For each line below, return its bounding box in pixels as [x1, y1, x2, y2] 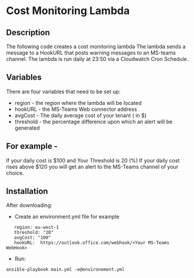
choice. [6, 169, 25, 177]
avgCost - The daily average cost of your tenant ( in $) [14, 111, 147, 118]
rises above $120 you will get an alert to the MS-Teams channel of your [6, 163, 179, 170]
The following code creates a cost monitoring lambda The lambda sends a [6, 43, 186, 50]
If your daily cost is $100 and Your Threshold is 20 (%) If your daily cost [6, 157, 180, 164]
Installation [6, 187, 48, 196]
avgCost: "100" [14, 235, 51, 241]
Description [6, 28, 50, 38]
